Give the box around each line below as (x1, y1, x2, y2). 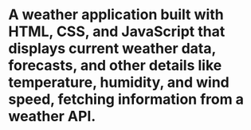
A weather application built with (8, 6, 225, 24)
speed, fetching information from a (8, 90, 245, 108)
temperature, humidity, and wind (8, 73, 229, 92)
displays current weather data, (8, 40, 217, 57)
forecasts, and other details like (8, 57, 222, 75)
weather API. (8, 108, 96, 125)
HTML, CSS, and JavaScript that (8, 22, 226, 41)
